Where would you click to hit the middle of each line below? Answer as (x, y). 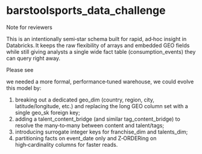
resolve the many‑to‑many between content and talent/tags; (90, 125)
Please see (20, 69)
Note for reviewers (29, 27)
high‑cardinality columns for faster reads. (66, 144)
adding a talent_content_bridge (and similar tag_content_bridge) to (98, 119)
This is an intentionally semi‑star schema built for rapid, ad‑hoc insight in (96, 39)
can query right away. (33, 58)
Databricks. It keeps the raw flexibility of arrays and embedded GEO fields (98, 45)
